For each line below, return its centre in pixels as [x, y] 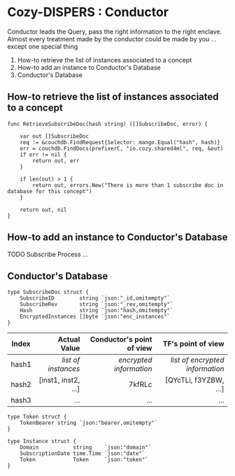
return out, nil [44, 210]
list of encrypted [197, 360]
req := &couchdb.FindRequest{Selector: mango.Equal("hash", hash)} [120, 142]
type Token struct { [37, 417]
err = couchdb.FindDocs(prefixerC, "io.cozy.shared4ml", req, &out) [122, 148]
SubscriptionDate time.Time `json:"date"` [83, 454]
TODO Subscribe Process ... [48, 254]
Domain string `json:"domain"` [86, 448]
